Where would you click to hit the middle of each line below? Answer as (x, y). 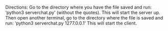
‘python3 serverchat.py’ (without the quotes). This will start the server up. (83, 12)
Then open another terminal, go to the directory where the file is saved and (84, 18)
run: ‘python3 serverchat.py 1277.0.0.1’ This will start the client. (71, 23)
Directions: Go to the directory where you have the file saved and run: (79, 7)
